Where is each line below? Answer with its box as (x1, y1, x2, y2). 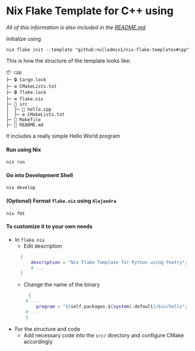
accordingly (23, 338, 53, 345)
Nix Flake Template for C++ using (6, 4, 174, 18)
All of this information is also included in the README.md (6, 24, 146, 31)
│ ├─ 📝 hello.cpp (6, 106, 52, 112)
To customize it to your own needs (6, 223, 93, 230)
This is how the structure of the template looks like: (6, 57, 132, 64)
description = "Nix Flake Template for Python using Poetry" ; (30, 259, 188, 265)
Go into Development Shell (6, 171, 73, 178)
